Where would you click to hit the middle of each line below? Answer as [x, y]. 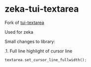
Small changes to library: [30, 41]
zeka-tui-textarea [42, 9]
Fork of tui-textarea [24, 22]
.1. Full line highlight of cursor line [39, 51]
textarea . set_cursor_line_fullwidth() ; [46, 60]
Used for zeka [19, 32]
